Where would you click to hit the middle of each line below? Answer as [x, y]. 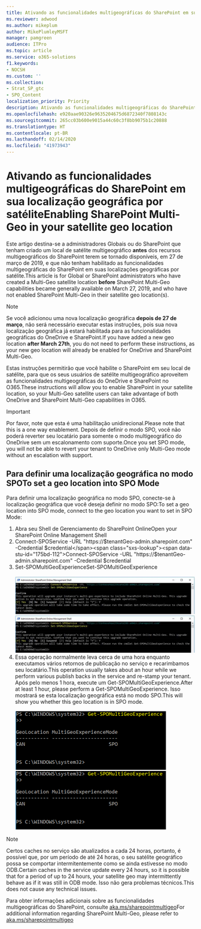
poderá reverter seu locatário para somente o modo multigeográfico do [94, 436]
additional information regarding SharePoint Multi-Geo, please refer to [92, 913]
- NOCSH [16, 70]
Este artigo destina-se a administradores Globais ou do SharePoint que [94, 244]
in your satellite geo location [101, 227]
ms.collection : [25, 82]
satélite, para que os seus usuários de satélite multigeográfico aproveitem [97, 374]
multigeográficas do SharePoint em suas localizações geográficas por [93, 269]
